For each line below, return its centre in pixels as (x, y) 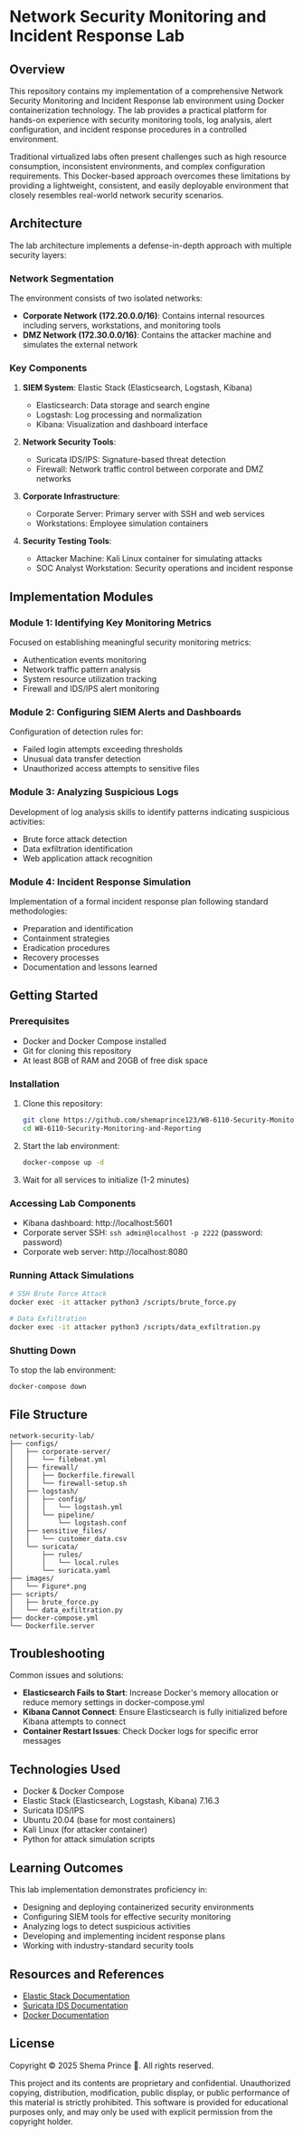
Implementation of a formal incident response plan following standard (139, 901)
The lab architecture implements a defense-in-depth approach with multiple (151, 245)
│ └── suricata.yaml (60, 1570)
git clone (41, 1120)
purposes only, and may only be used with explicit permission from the (141, 2112)
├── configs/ (34, 1443)
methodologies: (38, 911)
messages (42, 1741)
